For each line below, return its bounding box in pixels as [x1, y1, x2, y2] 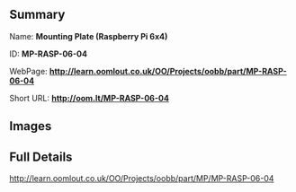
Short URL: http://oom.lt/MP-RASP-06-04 [9, 92, 169, 103]
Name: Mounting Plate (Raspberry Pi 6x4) [9, 31, 168, 41]
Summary [9, 7, 66, 22]
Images [9, 118, 52, 134]
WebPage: [9, 65, 48, 76]
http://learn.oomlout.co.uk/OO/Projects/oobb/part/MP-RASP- [49, 65, 288, 76]
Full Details [9, 149, 73, 164]
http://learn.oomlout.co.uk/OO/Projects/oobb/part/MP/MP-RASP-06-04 [9, 173, 274, 184]
